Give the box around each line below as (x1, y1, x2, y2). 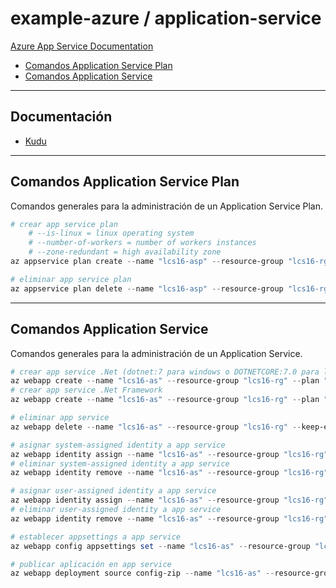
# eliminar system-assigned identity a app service (10, 458, 230, 469)
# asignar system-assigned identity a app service (10, 440, 226, 450)
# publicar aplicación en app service (10, 559, 172, 569)
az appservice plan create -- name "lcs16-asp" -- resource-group (10, 257, 284, 267)
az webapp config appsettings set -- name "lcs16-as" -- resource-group (10, 541, 311, 551)
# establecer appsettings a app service (10, 532, 182, 542)
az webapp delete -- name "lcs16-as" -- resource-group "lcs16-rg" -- (10, 422, 302, 432)
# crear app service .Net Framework (10, 385, 163, 396)
